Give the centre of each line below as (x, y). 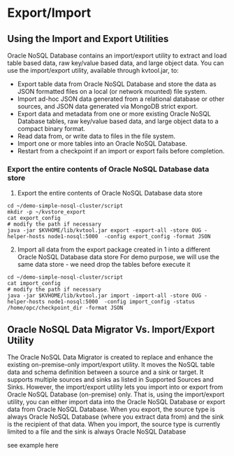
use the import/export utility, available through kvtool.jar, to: (93, 70)
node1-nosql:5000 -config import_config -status (122, 302)
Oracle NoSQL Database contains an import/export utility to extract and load (117, 55)
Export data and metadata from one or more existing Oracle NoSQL (114, 114)
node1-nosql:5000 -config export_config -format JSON (129, 237)
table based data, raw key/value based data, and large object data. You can (116, 63)
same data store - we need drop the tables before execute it (104, 265)
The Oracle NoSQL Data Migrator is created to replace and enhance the (110, 357)
